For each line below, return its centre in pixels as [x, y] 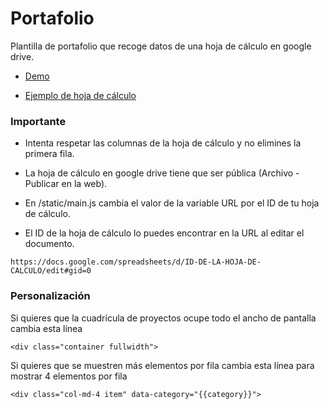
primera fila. [49, 154]
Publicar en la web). [66, 184]
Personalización [50, 296]
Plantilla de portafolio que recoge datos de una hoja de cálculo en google [161, 46]
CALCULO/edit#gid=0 [51, 271]
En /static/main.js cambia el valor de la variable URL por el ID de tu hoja [172, 203]
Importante [38, 121]
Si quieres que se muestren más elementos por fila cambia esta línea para [162, 365]
